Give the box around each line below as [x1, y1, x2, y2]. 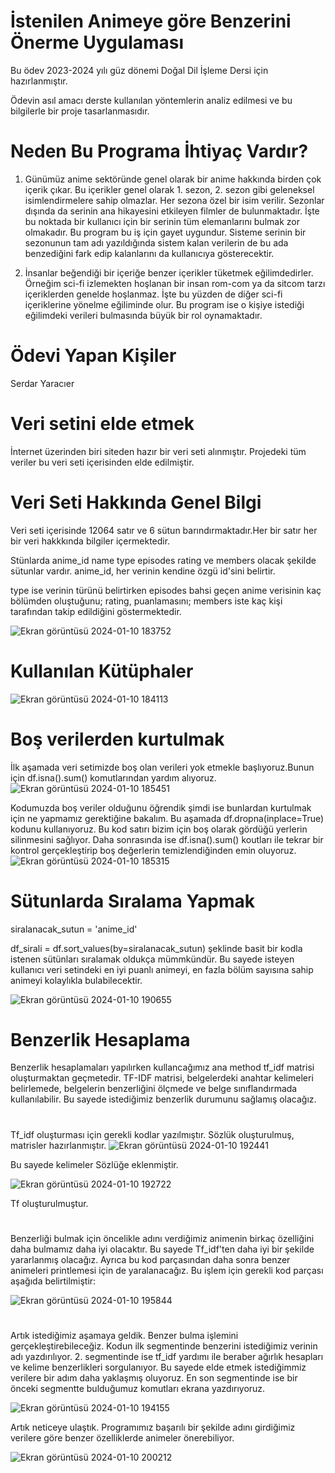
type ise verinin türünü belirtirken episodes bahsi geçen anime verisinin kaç [10, 584, 322, 596]
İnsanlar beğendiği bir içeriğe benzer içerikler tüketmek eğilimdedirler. [24, 266, 314, 279]
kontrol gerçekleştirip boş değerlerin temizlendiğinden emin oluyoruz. [10, 844, 297, 856]
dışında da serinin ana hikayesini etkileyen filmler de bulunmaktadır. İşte [24, 205, 320, 217]
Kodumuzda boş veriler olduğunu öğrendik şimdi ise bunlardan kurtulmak [10, 801, 312, 814]
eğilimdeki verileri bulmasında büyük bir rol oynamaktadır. [24, 309, 263, 321]
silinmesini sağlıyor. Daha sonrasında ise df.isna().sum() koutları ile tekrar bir [10, 833, 324, 845]
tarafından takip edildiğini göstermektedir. [10, 605, 182, 617]
